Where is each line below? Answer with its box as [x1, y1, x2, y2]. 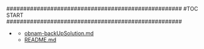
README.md [24, 36, 57, 43]
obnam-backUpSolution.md [24, 30, 94, 37]
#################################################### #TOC [6, 5, 199, 12]
